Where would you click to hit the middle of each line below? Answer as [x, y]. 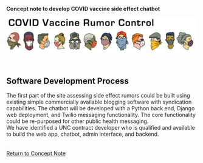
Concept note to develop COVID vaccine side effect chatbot [83, 9]
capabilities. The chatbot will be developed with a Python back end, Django [101, 108]
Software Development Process [67, 81]
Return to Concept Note [36, 153]
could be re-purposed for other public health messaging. [77, 121]
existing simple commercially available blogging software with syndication [99, 102]
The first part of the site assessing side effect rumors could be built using [98, 96]
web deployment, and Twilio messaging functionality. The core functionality [101, 115]
